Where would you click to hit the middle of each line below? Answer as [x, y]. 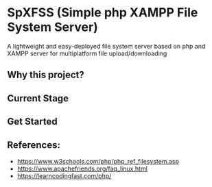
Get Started [32, 122]
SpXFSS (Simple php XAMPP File [103, 13]
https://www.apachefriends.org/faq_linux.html [82, 169]
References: [34, 145]
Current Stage [38, 98]
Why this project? [46, 75]
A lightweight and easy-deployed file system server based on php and [106, 46]
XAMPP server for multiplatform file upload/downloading [87, 53]
